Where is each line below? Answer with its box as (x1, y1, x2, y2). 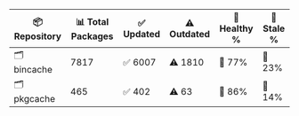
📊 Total (75, 15, 109, 27)
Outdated (168, 28, 211, 40)
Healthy (219, 22, 254, 35)
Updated (123, 28, 161, 40)
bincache (13, 64, 53, 75)
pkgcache (13, 93, 56, 104)
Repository (13, 30, 62, 43)
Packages (70, 30, 114, 43)
